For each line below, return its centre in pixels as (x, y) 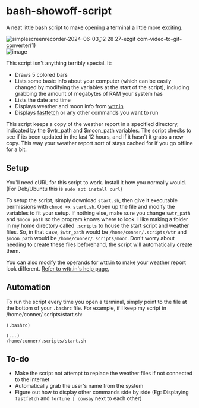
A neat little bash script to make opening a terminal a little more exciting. (94, 27)
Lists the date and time (43, 100)
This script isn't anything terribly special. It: (59, 63)
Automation (29, 288)
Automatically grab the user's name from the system (79, 386)
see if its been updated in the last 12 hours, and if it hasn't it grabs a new (95, 136)
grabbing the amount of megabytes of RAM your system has (89, 93)
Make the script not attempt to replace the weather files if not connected (104, 374)
